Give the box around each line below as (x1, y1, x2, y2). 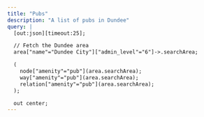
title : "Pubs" (7, 10, 49, 17)
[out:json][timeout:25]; (13, 29, 86, 37)
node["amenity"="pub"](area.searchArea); (20, 68, 142, 75)
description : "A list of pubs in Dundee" (7, 17, 130, 24)
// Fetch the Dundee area (13, 42, 89, 49)
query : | (7, 23, 33, 30)
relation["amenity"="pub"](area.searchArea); (20, 81, 155, 88)
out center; (13, 100, 49, 107)
